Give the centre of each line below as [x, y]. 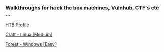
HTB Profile [17, 25]
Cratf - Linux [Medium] [29, 35]
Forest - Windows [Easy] [31, 44]
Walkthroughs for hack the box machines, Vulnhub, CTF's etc [82, 8]
